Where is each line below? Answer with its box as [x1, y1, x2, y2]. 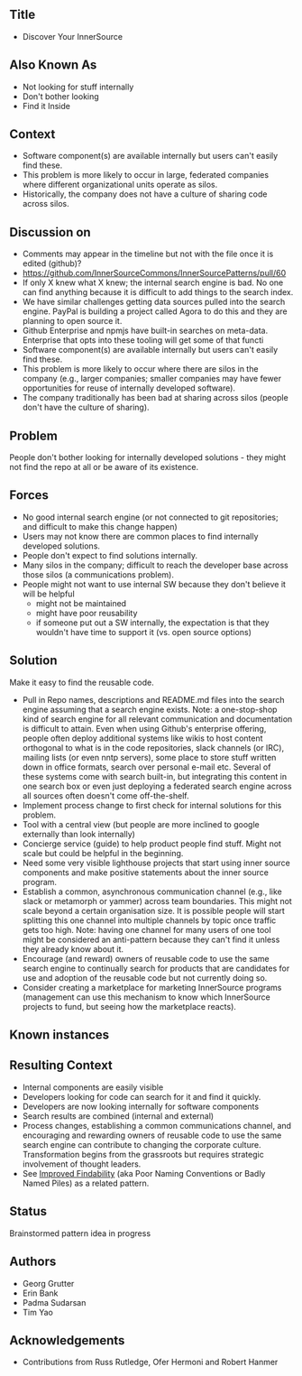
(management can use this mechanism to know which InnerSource [22, 992, 270, 1002]
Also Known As [9, 58, 97, 73]
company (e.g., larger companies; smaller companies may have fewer [22, 374, 282, 384]
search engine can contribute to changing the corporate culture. [22, 1139, 261, 1150]
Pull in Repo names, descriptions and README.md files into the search [22, 694, 285, 705]
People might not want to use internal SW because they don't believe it [22, 578, 287, 589]
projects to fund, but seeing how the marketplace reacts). [22, 1001, 237, 1011]
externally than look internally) [22, 828, 135, 839]
